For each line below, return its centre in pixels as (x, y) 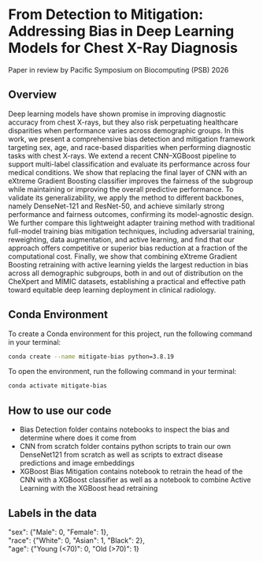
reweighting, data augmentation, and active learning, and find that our (121, 239)
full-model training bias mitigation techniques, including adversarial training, (131, 231)
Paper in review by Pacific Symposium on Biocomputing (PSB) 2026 (119, 69)
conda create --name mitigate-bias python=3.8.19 (91, 357)
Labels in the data (52, 513)
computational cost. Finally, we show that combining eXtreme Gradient (123, 256)
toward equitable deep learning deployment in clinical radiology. (112, 290)
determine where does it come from (78, 438)
